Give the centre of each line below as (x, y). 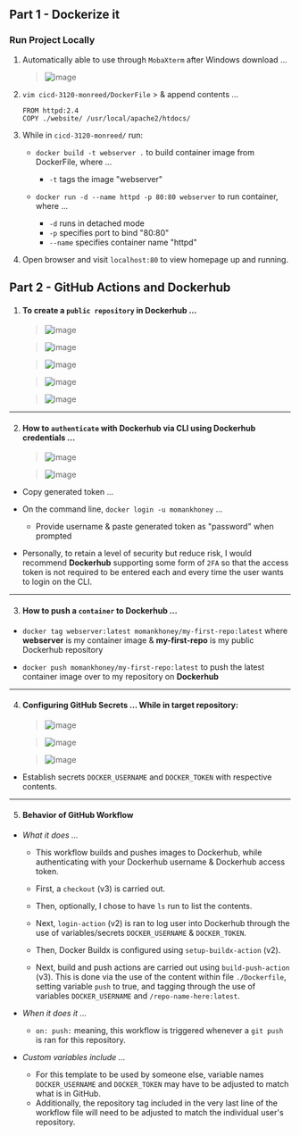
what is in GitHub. (68, 1094)
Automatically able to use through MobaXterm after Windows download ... (154, 59)
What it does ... (50, 835)
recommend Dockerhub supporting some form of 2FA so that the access (155, 563)
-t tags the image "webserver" (106, 179)
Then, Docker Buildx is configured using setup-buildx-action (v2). (158, 950)
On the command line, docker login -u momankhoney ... (122, 509)
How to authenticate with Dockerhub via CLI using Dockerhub (139, 428)
